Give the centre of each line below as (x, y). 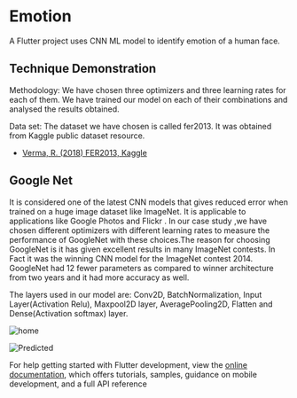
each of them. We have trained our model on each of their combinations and (148, 99)
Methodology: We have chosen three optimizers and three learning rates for (148, 90)
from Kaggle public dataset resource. (77, 136)
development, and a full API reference (78, 384)
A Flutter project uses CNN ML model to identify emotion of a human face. (145, 41)
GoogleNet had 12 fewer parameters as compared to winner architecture (141, 268)
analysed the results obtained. (64, 109)
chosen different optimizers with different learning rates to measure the (140, 230)
